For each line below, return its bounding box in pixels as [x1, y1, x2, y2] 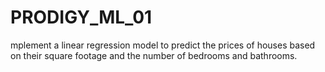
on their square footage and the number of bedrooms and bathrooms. [10, 49, 298, 61]
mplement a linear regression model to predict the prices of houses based [10, 39, 316, 51]
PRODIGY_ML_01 [10, 6, 153, 29]
